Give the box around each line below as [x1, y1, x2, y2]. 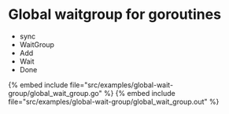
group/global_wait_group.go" [8, 88, 102, 97]
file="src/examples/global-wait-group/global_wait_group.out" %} [8, 97, 220, 106]
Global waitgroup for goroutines [8, 6, 222, 24]
